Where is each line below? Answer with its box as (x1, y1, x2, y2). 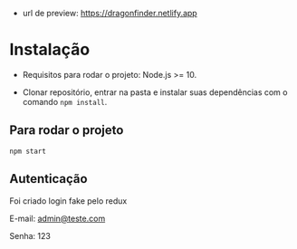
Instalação (9, 40, 91, 60)
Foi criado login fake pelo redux (9, 195, 128, 206)
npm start (9, 147, 47, 156)
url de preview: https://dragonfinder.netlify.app (22, 8, 197, 18)
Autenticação (9, 171, 88, 187)
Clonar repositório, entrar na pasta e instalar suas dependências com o (22, 86, 288, 98)
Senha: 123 (9, 230, 52, 241)
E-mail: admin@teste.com (9, 213, 106, 224)
